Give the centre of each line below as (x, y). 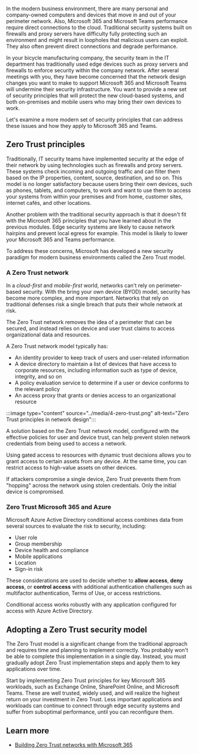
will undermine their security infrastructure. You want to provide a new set (96, 89)
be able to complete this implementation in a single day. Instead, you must (96, 656)
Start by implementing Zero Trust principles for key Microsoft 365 (86, 681)
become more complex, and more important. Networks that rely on (87, 298)
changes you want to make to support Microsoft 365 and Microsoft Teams (97, 83)
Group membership (38, 544)
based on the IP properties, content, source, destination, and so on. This (94, 178)
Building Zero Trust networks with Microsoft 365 (74, 745)
